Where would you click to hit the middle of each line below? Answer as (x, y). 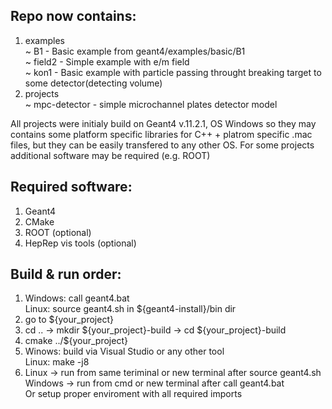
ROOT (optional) (58, 232)
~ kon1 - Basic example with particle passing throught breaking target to (173, 72)
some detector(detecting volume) (93, 83)
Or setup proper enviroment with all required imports (133, 394)
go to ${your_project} (69, 320)
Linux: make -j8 (57, 362)
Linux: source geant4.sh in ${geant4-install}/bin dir (130, 309)
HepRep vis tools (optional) (80, 243)
